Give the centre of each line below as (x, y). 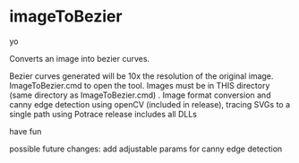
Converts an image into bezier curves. (80, 58)
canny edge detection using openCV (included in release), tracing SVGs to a (150, 104)
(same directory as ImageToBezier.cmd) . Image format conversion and (140, 95)
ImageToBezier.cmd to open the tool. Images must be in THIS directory (140, 85)
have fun (26, 131)
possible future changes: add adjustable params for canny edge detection (146, 149)
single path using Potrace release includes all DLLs (103, 114)
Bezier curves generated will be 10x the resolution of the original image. (141, 76)
